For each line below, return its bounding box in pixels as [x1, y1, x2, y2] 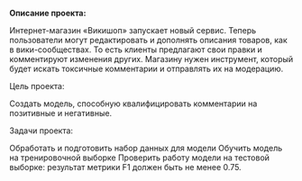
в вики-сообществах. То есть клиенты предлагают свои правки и [9, 44, 263, 55]
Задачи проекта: [9, 125, 74, 136]
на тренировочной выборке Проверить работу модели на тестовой [9, 152, 270, 163]
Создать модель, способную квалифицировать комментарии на [9, 98, 258, 109]
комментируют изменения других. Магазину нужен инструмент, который [9, 54, 294, 64]
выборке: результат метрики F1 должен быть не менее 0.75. [9, 162, 242, 172]
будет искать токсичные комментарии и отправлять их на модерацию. [9, 63, 284, 74]
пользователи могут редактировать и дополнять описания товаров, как [9, 35, 288, 45]
